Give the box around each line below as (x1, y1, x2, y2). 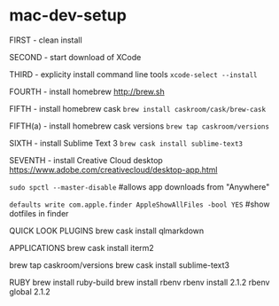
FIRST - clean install (9, 35, 82, 45)
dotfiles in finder (9, 208, 69, 218)
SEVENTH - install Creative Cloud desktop (9, 154, 164, 165)
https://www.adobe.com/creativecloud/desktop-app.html (9, 164, 219, 175)
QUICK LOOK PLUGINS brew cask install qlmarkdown (9, 225, 205, 236)
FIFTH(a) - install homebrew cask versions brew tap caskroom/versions (9, 121, 270, 131)
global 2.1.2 (9, 286, 50, 297)
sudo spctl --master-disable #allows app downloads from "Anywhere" (9, 181, 270, 192)
